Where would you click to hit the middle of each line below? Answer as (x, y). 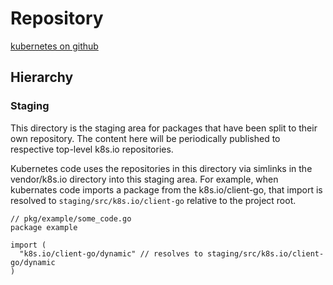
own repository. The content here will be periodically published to (145, 138)
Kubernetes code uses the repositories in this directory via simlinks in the (161, 168)
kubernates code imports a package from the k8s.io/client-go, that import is (166, 189)
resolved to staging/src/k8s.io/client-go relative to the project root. (153, 200)
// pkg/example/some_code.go (71, 218)
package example (44, 227)
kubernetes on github (54, 46)
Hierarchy (42, 77)
